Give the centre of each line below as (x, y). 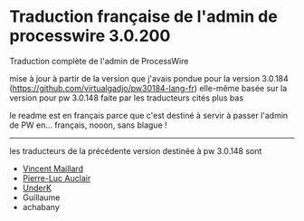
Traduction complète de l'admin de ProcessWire (99, 61)
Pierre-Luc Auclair (57, 178)
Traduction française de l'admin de (143, 17)
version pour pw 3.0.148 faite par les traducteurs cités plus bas (127, 98)
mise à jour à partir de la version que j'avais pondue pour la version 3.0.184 (149, 78)
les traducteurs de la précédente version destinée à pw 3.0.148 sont (136, 150)
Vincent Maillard (53, 168)
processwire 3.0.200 (90, 36)
